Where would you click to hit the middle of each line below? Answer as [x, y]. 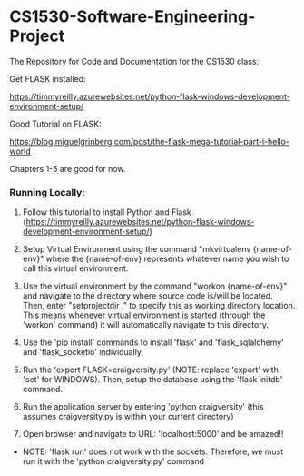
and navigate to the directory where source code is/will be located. [147, 296]
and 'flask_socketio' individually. [83, 352]
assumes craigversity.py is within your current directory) [128, 417]
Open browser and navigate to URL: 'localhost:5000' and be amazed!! [153, 434]
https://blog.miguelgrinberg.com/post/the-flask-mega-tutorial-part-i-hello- [150, 141]
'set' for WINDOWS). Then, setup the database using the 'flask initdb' [152, 380]
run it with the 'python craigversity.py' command [113, 461]
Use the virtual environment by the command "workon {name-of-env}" [155, 286]
